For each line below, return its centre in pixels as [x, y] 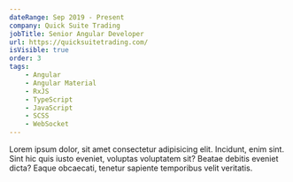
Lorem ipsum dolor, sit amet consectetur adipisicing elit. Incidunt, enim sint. [147, 149]
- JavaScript [49, 108]
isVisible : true [39, 50]
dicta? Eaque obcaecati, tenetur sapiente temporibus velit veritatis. [131, 168]
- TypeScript [49, 99]
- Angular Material [61, 83]
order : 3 [25, 58]
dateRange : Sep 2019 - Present [67, 17]
